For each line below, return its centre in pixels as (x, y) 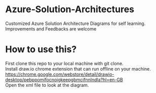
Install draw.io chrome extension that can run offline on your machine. (78, 69)
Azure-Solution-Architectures (70, 9)
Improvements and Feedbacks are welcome (51, 28)
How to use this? (41, 50)
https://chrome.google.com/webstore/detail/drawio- (60, 74)
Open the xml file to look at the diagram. (47, 85)
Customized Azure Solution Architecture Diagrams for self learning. (75, 23)
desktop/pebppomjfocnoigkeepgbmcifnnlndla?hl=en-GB (64, 79)
